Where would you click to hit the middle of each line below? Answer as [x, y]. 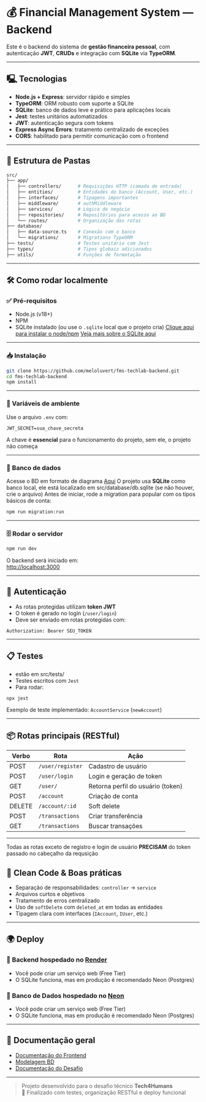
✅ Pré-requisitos [32, 301]
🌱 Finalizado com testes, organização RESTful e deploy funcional [103, 1092]
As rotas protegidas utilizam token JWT [66, 606]
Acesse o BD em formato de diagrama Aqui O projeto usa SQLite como [96, 481]
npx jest [17, 698]
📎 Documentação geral [51, 1040]
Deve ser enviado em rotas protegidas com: [71, 620]
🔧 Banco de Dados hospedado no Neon [65, 995]
